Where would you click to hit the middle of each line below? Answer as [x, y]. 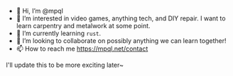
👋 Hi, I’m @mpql [40, 11]
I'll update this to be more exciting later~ [65, 65]
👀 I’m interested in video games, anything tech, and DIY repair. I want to [121, 18]
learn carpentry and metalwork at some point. [83, 26]
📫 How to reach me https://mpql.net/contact [82, 49]
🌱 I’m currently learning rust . [59, 33]
